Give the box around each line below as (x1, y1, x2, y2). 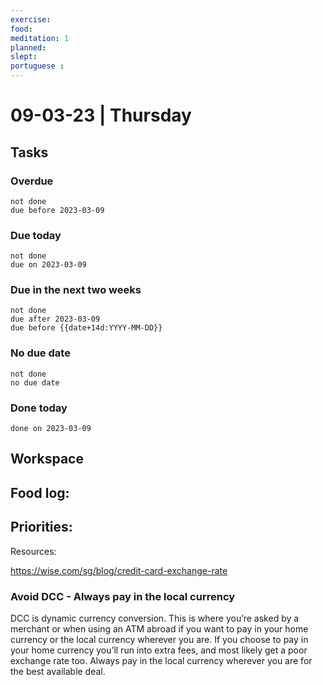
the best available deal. (10, 665, 106, 677)
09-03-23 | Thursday (10, 104, 192, 127)
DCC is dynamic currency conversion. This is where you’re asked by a (10, 612, 300, 624)
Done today (10, 401, 68, 415)
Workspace (10, 451, 84, 468)
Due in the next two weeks (10, 283, 142, 297)
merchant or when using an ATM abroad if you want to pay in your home (10, 622, 309, 635)
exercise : (10, 14, 52, 25)
